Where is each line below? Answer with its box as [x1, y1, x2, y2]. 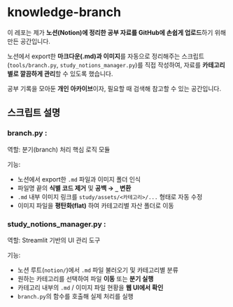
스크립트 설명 [7, 107, 61, 119]
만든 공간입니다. [7, 36, 51, 46]
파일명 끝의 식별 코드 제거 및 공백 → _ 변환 [17, 184, 132, 192]
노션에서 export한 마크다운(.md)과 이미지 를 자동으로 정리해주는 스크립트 [7, 52, 205, 60]
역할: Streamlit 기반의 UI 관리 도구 [7, 236, 101, 244]
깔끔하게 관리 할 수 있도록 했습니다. [20, 69, 113, 78]
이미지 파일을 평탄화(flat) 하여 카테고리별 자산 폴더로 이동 [17, 201, 174, 210]
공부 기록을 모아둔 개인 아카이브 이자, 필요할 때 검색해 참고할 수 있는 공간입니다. [7, 84, 222, 93]
